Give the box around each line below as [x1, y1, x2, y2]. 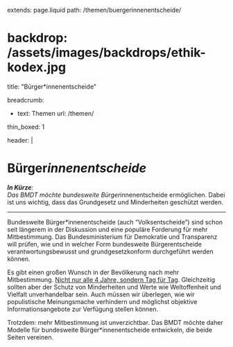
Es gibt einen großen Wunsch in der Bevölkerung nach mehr [7, 268, 180, 276]
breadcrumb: [7, 96, 44, 104]
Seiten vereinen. [7, 332, 54, 341]
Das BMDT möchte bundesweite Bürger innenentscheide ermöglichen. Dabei [7, 190, 225, 199]
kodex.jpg [7, 60, 67, 75]
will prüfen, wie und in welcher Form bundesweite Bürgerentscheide [7, 240, 202, 248]
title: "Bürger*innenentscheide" [7, 82, 97, 91]
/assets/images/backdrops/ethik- [7, 45, 206, 61]
